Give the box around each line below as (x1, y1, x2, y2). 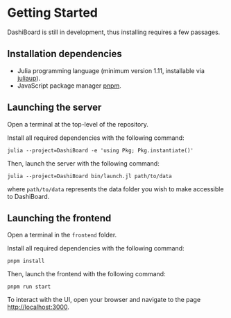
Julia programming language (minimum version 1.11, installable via (17, 66, 205, 74)
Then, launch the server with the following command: (7, 159, 160, 168)
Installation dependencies (7, 48, 123, 60)
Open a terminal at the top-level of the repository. (7, 120, 149, 128)
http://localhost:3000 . (7, 303, 69, 311)
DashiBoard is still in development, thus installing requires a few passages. (7, 28, 221, 36)
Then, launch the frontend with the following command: (7, 270, 166, 278)
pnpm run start (7, 283, 51, 290)
